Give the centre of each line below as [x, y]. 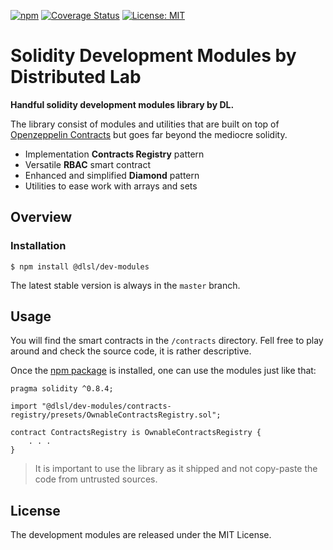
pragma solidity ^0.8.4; [62, 389]
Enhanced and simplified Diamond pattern [112, 175]
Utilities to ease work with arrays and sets [111, 186]
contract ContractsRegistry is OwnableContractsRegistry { [136, 433]
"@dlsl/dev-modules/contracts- [106, 406]
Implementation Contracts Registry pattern [114, 154]
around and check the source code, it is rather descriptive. [131, 351]
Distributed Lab [76, 77]
